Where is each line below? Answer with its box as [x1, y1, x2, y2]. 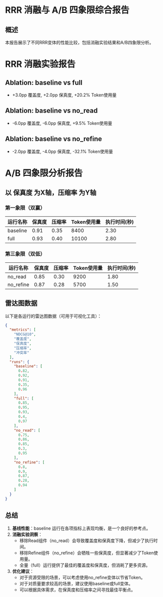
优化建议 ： [12, 568, 34, 574]
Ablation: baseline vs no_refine [5, 135, 102, 143]
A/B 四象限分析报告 [5, 168, 83, 178]
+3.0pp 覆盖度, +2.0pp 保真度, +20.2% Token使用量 [12, 92, 116, 98]
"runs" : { [9, 359, 29, 364]
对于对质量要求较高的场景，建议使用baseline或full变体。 [19, 580, 133, 586]
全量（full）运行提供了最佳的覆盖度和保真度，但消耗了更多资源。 [19, 562, 150, 568]
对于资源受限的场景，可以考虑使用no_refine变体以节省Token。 [19, 574, 145, 580]
